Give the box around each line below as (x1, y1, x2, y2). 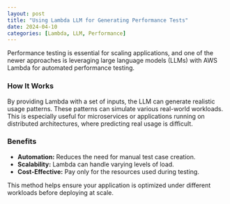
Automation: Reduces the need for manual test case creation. (17, 152, 196, 161)
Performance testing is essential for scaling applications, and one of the (7, 49, 214, 57)
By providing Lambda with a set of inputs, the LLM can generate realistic (7, 97, 215, 105)
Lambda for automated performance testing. (7, 64, 135, 72)
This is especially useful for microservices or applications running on (7, 112, 206, 120)
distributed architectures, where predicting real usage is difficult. (7, 119, 193, 128)
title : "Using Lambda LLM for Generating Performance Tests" (7, 17, 189, 24)
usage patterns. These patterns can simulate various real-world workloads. (7, 104, 224, 112)
